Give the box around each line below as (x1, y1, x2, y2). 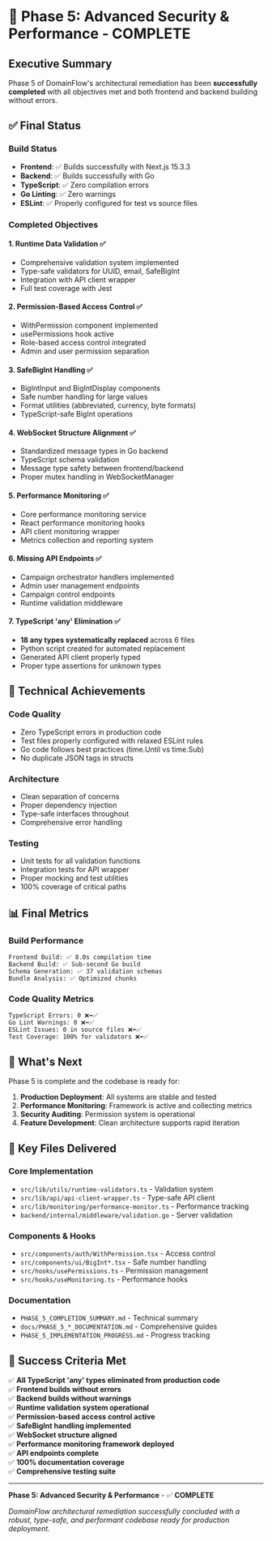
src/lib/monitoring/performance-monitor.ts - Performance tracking (19, 1201, 249, 1211)
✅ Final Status (8, 119, 81, 133)
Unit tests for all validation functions (19, 856, 141, 866)
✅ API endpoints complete (8, 1449, 100, 1458)
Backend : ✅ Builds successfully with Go (19, 170, 155, 181)
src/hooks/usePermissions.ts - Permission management (19, 1266, 209, 1276)
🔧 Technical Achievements (8, 684, 146, 698)
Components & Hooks (8, 1230, 96, 1241)
